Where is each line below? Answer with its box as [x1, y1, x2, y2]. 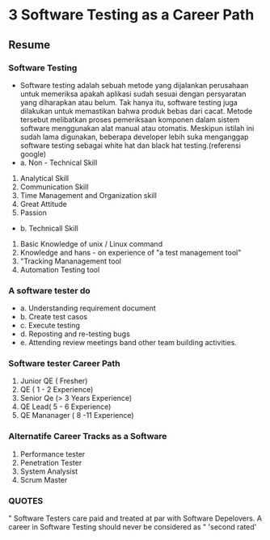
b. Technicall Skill [19, 223, 78, 233]
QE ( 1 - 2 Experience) [19, 385, 94, 394]
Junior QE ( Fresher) [19, 376, 88, 386]
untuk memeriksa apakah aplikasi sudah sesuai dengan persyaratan [19, 89, 247, 99]
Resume [8, 38, 51, 52]
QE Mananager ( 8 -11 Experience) [19, 411, 135, 420]
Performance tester [19, 449, 86, 458]
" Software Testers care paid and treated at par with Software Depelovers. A [8, 513, 263, 523]
